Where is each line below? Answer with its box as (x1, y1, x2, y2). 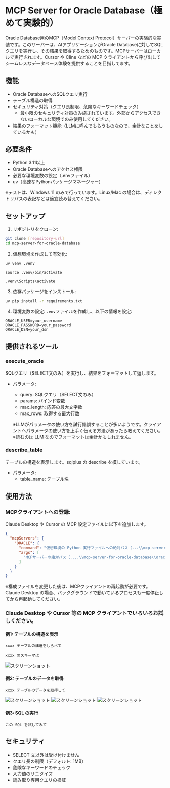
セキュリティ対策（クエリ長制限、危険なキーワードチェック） (12, 103, 141, 109)
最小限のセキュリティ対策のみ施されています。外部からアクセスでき (20, 110, 161, 116)
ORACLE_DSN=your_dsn (5, 327, 49, 332)
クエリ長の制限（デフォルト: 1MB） (12, 758, 87, 764)
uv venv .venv (5, 261, 35, 266)
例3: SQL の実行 (5, 710, 39, 716)
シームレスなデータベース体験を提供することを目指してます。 (5, 60, 133, 66)
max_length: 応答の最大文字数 (20, 404, 82, 410)
